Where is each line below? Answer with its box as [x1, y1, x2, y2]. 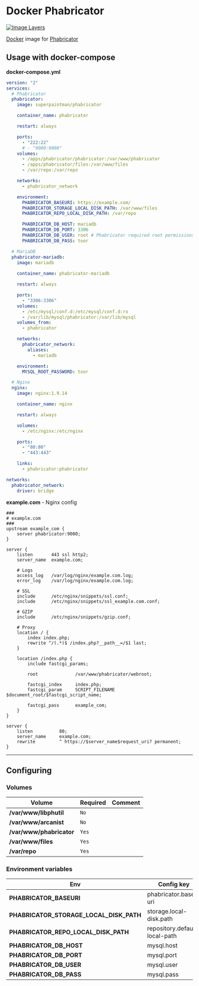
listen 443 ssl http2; [17, 551, 89, 557]
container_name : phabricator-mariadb [17, 271, 110, 277]
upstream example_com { [6, 525, 65, 532]
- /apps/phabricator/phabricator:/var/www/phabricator [21, 156, 161, 162]
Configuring [6, 765, 52, 775]
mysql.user [147, 960, 178, 969]
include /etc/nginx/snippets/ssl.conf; [17, 593, 129, 599]
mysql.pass [147, 971, 179, 979]
